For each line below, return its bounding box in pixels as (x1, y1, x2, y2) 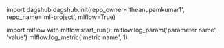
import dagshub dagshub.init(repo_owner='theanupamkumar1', (6, 6, 185, 14)
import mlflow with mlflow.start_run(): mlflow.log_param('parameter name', (6, 26, 218, 34)
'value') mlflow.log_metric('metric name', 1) (6, 33, 128, 41)
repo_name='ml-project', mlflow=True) (6, 13, 116, 21)
